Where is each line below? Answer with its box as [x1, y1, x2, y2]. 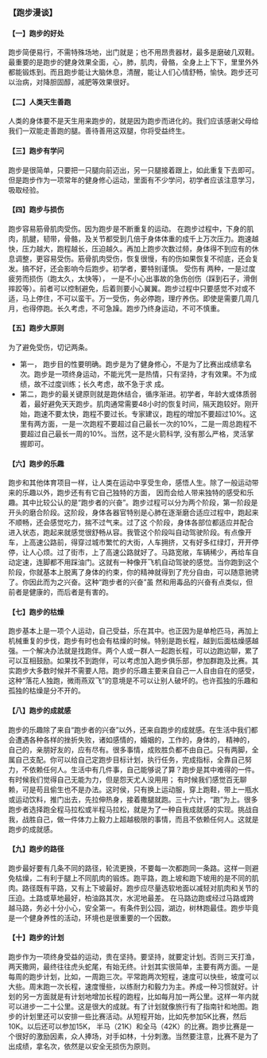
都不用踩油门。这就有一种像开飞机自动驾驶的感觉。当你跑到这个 [49, 557, 259, 567]
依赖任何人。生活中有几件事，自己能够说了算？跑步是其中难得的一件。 [29, 764, 259, 774]
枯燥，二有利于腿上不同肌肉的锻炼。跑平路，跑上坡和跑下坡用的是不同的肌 [14, 873, 259, 883]
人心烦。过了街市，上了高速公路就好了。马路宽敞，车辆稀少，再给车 [29, 548, 252, 557]
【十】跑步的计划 [8, 933, 64, 943]
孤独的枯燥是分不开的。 [8, 686, 85, 696]
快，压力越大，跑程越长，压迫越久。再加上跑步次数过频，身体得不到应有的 [8, 244, 252, 253]
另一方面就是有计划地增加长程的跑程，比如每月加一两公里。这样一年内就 [21, 991, 259, 1001]
